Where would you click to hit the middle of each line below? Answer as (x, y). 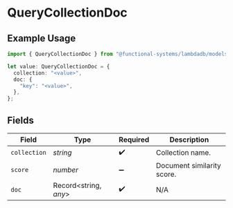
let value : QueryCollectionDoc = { (59, 66)
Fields (21, 120)
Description (189, 140)
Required (134, 140)
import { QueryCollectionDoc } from (60, 54)
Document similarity (189, 165)
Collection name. (183, 153)
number (66, 169)
